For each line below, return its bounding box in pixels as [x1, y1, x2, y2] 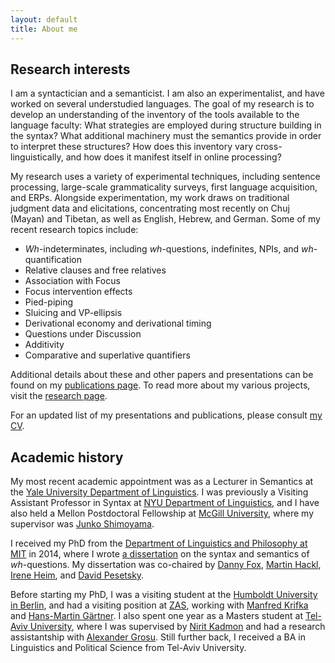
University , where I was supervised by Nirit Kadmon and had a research [29, 621, 326, 633]
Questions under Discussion [24, 328, 142, 340]
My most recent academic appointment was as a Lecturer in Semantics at [10, 476, 314, 488]
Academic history [10, 449, 124, 466]
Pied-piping [24, 296, 74, 308]
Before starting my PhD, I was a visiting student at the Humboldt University [10, 589, 318, 601]
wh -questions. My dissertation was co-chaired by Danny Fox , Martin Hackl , [10, 559, 322, 571]
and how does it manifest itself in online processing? [65, 151, 282, 163]
